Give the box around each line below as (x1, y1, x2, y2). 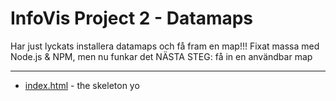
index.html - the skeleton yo (24, 79, 140, 91)
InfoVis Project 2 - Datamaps (10, 7, 254, 30)
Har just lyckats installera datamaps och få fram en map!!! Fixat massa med (10, 40, 320, 52)
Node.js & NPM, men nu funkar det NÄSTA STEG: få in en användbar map (10, 50, 313, 62)
